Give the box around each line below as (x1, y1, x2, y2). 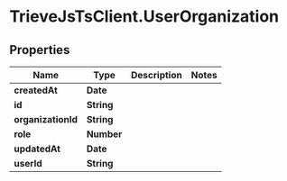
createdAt (14, 84, 59, 96)
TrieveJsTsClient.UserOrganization (9, 6, 280, 27)
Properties (9, 42, 70, 58)
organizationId (14, 113, 79, 125)
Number (86, 128, 123, 140)
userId (14, 158, 42, 169)
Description (130, 69, 182, 81)
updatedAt (14, 142, 61, 155)
